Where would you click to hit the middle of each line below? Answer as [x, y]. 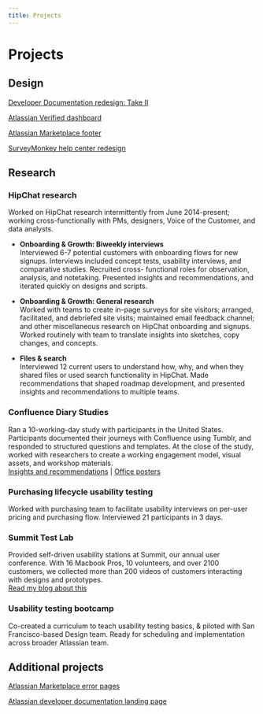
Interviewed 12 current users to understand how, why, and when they [131, 367]
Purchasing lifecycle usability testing [81, 491]
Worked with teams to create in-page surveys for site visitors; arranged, [136, 310]
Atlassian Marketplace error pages [64, 686]
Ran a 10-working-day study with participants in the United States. [116, 429]
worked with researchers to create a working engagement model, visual [125, 454]
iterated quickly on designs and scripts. [83, 286]
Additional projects [56, 667]
